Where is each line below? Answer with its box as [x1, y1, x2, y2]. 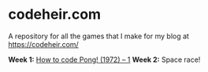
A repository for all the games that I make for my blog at [8, 31, 189, 41]
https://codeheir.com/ [8, 39, 79, 49]
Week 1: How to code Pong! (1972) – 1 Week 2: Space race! [8, 55, 201, 64]
